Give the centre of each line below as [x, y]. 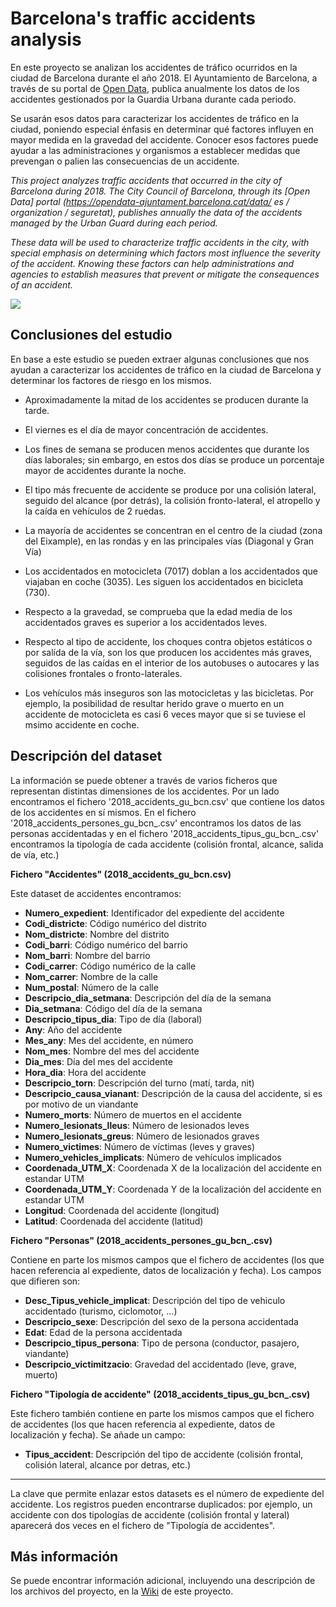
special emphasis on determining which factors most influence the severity [165, 253]
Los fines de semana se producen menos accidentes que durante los [167, 449]
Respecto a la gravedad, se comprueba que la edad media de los [158, 611]
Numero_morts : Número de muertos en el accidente [133, 1114]
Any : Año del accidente [73, 1029]
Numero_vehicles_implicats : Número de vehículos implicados [153, 1157]
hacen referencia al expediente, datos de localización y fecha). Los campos [166, 1270]
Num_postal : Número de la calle [91, 987]
